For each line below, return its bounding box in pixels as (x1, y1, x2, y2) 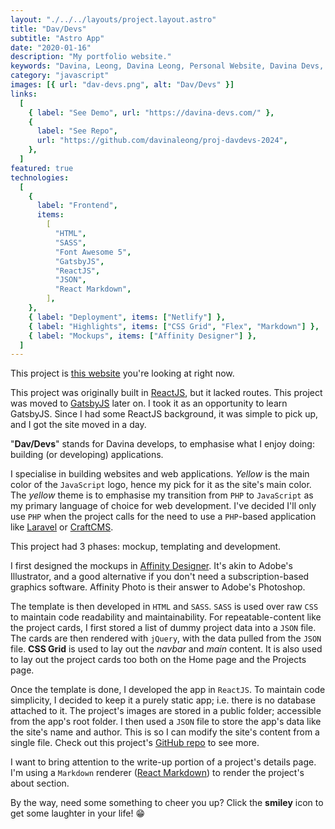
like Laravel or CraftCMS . (10, 521, 114, 533)
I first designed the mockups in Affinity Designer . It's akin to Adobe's (10, 560, 293, 572)
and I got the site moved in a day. (10, 419, 147, 431)
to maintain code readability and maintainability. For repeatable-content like (10, 611, 322, 623)
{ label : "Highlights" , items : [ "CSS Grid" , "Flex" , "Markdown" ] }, (28, 321, 320, 331)
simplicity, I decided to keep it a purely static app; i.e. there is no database (10, 694, 317, 706)
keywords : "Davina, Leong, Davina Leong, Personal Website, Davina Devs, (10, 61, 325, 71)
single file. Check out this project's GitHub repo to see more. (10, 737, 260, 749)
